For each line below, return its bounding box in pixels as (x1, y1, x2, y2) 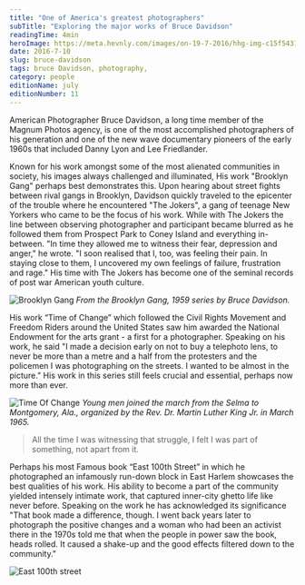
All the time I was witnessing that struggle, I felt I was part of (31, 433, 259, 445)
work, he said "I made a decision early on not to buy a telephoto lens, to (9, 341, 279, 352)
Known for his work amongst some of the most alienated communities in (9, 161, 280, 172)
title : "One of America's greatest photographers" (9, 13, 205, 23)
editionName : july (9, 81, 79, 90)
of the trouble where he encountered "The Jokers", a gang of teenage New (9, 199, 290, 210)
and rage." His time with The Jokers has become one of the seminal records (9, 267, 294, 278)
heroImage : (9, 38, 51, 48)
